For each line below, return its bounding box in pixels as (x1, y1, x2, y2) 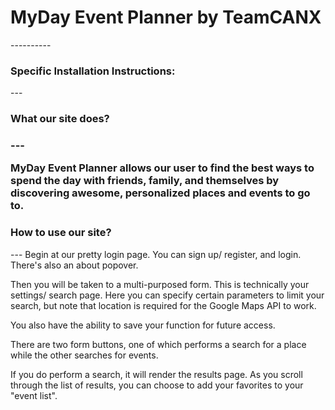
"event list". (10, 389, 58, 401)
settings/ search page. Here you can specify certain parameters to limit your (10, 289, 325, 301)
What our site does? (10, 112, 110, 126)
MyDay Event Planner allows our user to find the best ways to (10, 161, 315, 175)
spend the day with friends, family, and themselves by (10, 174, 280, 188)
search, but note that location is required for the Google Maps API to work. (10, 299, 317, 311)
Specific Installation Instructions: (10, 64, 176, 78)
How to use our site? (10, 226, 112, 240)
